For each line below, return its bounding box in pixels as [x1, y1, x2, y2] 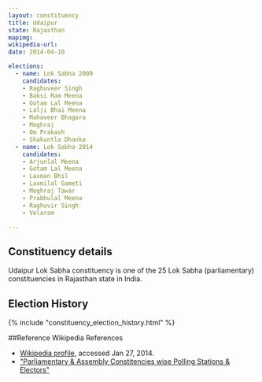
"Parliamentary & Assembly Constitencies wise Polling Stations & [19, 357, 231, 366]
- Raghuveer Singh [22, 84, 83, 92]
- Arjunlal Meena [22, 158, 79, 165]
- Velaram [22, 209, 55, 217]
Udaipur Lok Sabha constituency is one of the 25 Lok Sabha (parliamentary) [8, 265, 255, 276]
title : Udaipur [8, 19, 58, 27]
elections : [8, 62, 44, 71]
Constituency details [8, 245, 113, 258]
